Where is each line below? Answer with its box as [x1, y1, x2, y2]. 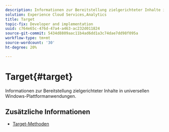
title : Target [5, 17, 35, 22]
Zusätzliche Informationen [5, 107, 91, 116]
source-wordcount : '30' [5, 40, 55, 45]
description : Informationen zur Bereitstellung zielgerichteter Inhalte [5, 7, 161, 13]
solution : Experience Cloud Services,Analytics [5, 12, 107, 17]
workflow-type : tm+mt [5, 36, 51, 41]
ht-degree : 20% [5, 45, 37, 50]
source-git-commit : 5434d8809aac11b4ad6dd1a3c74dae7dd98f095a [5, 31, 138, 36]
